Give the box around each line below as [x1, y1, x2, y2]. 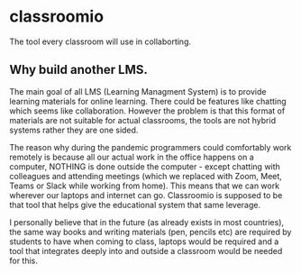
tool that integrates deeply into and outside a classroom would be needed [9, 245, 283, 256]
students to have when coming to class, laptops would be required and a [9, 236, 279, 247]
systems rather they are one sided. [9, 124, 139, 135]
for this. [9, 255, 39, 266]
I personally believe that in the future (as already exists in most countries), [9, 216, 285, 227]
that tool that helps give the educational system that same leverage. [9, 199, 261, 210]
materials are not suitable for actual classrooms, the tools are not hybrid [9, 114, 277, 125]
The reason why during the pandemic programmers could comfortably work [9, 141, 292, 152]
